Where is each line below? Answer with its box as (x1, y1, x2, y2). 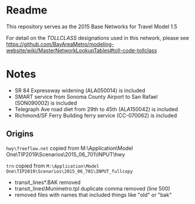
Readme (6, 4, 48, 17)
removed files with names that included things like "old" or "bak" (14, 191, 172, 198)
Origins (6, 129, 34, 139)
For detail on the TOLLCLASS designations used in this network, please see (6, 34, 190, 41)
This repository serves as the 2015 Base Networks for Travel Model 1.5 (6, 23, 178, 30)
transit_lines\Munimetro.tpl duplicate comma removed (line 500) (14, 185, 171, 192)
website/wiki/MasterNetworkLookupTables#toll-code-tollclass (6, 46, 157, 53)
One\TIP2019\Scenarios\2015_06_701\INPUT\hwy (6, 151, 125, 158)
